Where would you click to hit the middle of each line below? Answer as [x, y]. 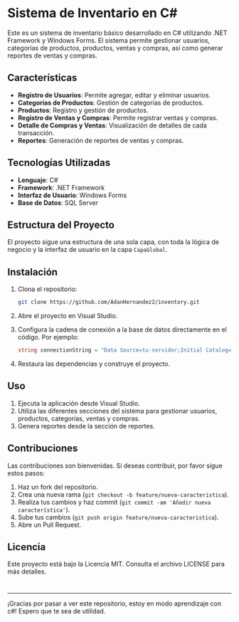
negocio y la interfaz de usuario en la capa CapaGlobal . [87, 250]
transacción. [36, 132]
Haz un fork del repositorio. [58, 487]
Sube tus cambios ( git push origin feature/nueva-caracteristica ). [118, 517]
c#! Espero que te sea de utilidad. [57, 611]
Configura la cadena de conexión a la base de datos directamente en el [122, 330]
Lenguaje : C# [38, 180]
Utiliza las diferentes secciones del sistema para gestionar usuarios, [117, 411]
